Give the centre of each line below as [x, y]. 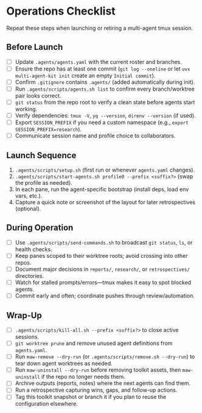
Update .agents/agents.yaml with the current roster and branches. [99, 61]
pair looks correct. [38, 96]
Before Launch [35, 47]
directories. [30, 276]
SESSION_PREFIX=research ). [48, 130]
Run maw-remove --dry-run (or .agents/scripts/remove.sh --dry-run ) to [105, 356]
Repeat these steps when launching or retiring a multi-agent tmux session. [100, 28]
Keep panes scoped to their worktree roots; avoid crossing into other [101, 255]
